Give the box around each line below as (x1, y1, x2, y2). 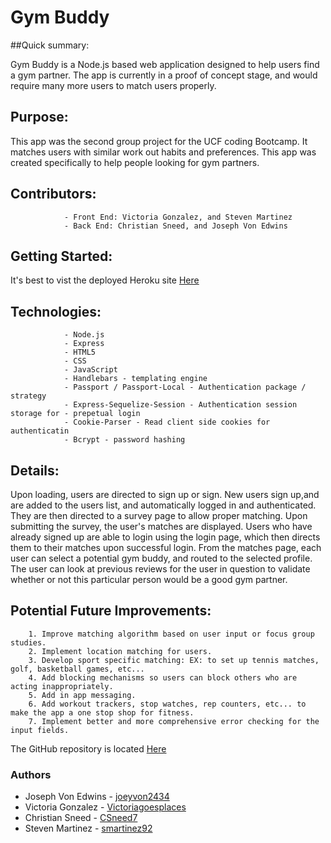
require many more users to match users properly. (10, 79, 217, 91)
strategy (10, 391, 47, 401)
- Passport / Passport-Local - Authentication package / (63, 382, 307, 393)
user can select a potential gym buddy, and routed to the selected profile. (10, 552, 313, 564)
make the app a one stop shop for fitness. (10, 707, 195, 718)
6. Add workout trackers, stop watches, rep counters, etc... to (28, 699, 307, 709)
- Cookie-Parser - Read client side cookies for (63, 417, 271, 428)
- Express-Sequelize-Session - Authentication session (63, 400, 298, 410)
